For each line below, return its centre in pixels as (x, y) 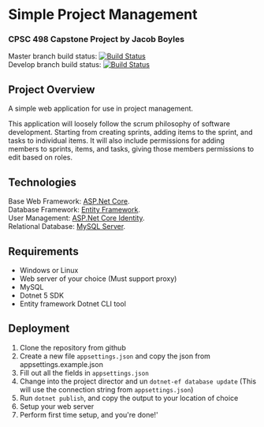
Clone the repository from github (73, 347)
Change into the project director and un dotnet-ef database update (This (138, 381)
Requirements (43, 251)
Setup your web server (57, 406)
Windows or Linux (49, 270)
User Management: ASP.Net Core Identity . (76, 218)
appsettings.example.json (61, 364)
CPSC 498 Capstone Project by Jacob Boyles (97, 39)
